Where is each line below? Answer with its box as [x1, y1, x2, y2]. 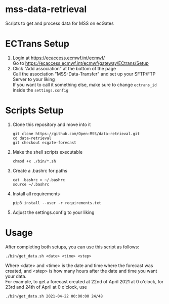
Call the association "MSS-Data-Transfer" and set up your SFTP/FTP [12, 71, 156, 77]
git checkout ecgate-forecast [12, 140, 77, 145]
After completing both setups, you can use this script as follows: [5, 244, 140, 250]
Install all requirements [12, 191, 60, 197]
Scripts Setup [5, 105, 64, 116]
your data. [5, 273, 27, 279]
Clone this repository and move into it [12, 121, 91, 127]
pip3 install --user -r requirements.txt [12, 200, 101, 205]
